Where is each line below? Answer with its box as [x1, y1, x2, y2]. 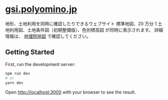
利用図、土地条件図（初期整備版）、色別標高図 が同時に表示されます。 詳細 [9, 26, 163, 33]
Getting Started [5, 48, 55, 56]
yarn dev [5, 80, 24, 85]
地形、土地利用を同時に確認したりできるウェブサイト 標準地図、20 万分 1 [5, 20, 157, 26]
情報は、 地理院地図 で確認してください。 [5, 33, 91, 39]
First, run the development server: [5, 61, 76, 67]
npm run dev [5, 71, 30, 76]
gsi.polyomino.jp [5, 3, 77, 15]
